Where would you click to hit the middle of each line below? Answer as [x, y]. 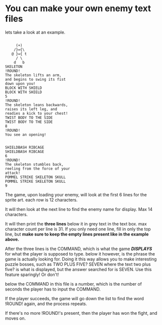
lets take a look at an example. [35, 32]
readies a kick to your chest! [37, 113]
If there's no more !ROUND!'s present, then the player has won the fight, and [81, 313]
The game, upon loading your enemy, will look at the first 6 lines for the [76, 194]
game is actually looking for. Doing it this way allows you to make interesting [81, 259]
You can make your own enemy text [78, 9]
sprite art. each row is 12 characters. [41, 200]
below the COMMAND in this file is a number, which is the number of [74, 284]
